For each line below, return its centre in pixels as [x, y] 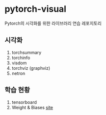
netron [18, 73]
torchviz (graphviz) [31, 68]
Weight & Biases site [32, 107]
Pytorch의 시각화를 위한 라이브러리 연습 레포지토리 [53, 23]
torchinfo [21, 57]
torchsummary [26, 52]
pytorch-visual [36, 9]
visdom [19, 63]
